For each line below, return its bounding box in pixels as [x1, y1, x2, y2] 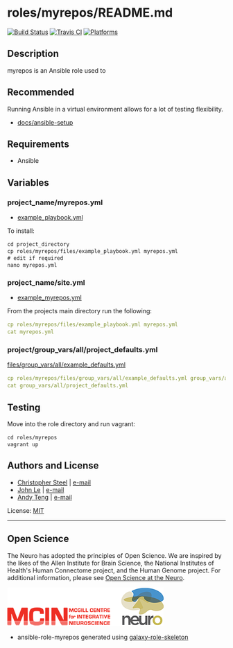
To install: [7, 227, 35, 235]
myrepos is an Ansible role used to [7, 66, 106, 74]
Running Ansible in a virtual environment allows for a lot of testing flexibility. [7, 105, 224, 113]
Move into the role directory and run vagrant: [7, 419, 135, 428]
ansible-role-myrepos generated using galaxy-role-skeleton [17, 633, 189, 641]
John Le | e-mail [17, 485, 64, 493]
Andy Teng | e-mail [17, 493, 73, 501]
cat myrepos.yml [7, 329, 54, 335]
